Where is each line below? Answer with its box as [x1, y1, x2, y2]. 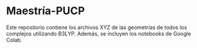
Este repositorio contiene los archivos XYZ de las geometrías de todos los [6, 24, 187, 31]
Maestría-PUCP [6, 4, 85, 18]
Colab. [6, 36, 23, 43]
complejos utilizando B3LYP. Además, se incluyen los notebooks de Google [6, 30, 192, 37]
